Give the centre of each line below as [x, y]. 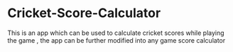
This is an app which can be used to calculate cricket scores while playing [116, 33]
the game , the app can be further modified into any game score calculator [116, 40]
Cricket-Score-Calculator [84, 13]
